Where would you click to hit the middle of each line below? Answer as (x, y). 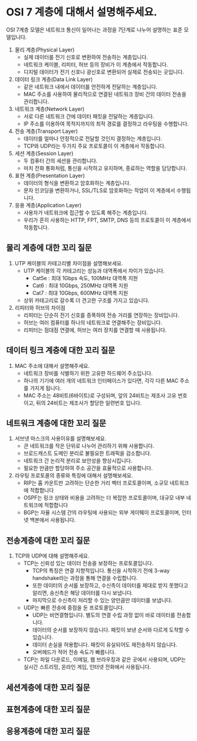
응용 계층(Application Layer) (48, 205)
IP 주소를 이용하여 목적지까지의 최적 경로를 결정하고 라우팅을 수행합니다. (106, 123)
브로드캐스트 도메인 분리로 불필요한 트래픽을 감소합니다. (87, 453)
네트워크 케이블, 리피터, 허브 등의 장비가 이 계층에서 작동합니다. (96, 64)
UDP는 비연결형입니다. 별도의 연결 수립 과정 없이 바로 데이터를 (104, 615)
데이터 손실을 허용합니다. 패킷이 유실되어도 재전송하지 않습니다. (105, 645)
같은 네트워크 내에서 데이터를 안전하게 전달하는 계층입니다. (91, 86)
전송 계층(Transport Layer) (46, 131)
